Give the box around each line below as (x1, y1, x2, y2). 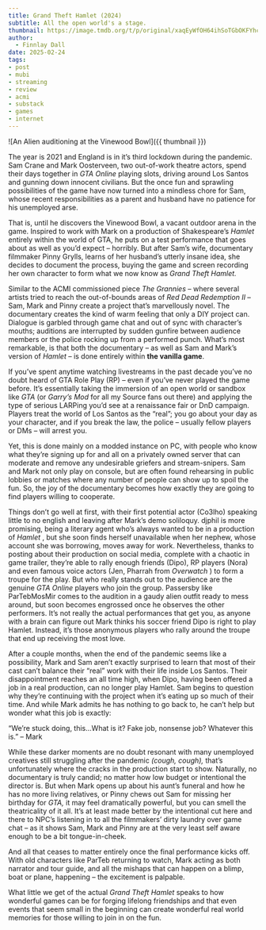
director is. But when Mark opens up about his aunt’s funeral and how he (8, 781, 245, 790)
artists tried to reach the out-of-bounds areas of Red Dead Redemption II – (8, 292, 252, 302)
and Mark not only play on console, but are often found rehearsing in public (8, 466, 255, 476)
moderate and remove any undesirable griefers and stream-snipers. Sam (8, 458, 246, 467)
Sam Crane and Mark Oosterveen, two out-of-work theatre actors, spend (8, 160, 247, 170)
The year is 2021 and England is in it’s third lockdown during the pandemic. (8, 152, 253, 161)
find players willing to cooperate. (8, 491, 116, 501)
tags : (8, 56, 26, 64)
